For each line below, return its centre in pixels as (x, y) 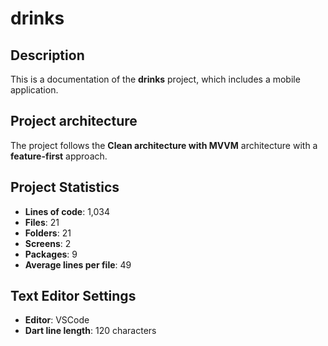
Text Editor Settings (73, 296)
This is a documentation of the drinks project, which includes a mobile (155, 79)
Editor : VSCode (57, 320)
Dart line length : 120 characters (90, 331)
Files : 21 (42, 222)
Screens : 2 (48, 243)
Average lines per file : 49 (78, 264)
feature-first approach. (59, 156)
